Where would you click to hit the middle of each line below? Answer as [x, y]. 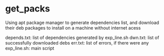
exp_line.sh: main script [30, 48]
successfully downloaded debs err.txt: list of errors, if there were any [77, 42]
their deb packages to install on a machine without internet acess [73, 27]
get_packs [28, 9]
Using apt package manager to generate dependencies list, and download [82, 22]
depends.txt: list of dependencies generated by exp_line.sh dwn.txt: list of [82, 37]
